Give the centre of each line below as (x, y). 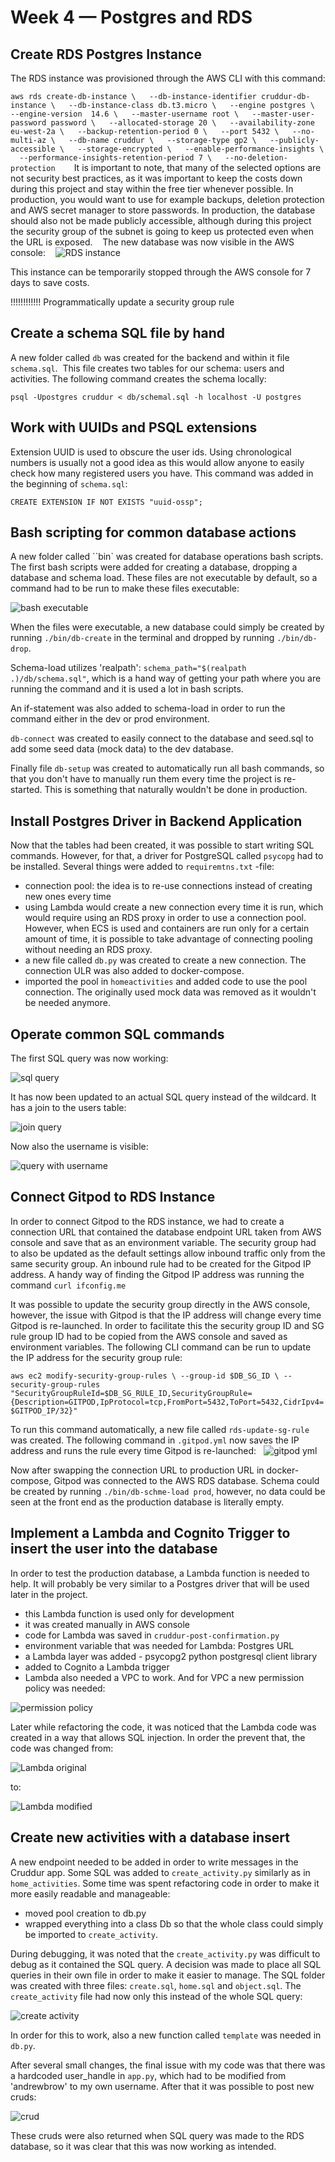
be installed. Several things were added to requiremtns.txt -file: (142, 867)
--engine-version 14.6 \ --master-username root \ (125, 114)
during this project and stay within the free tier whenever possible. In (152, 189)
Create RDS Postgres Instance (106, 54)
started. (26, 790)
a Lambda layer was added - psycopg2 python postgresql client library (171, 1656)
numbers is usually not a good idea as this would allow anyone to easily (157, 462)
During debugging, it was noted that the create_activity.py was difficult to (165, 1953)
